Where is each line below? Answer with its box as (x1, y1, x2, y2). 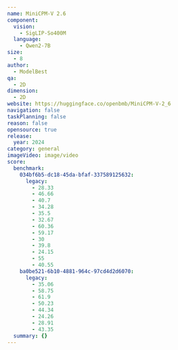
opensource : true (7, 126, 57, 133)
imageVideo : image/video (7, 152, 79, 159)
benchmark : (13, 164, 45, 172)
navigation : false (7, 107, 60, 114)
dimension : (7, 87, 39, 94)
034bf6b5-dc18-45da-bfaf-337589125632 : (19, 171, 135, 178)
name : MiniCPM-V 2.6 (7, 10, 67, 17)
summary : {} (13, 332, 48, 340)
